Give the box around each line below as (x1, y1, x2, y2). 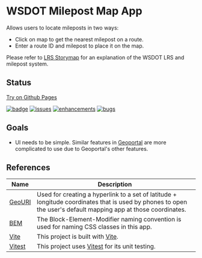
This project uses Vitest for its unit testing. (37, 242, 156, 251)
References (6, 162, 50, 173)
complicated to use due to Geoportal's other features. (14, 145, 148, 152)
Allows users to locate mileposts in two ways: (6, 24, 119, 31)
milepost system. (6, 60, 49, 67)
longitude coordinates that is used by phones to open (37, 198, 188, 206)
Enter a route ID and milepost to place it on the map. (14, 42, 144, 49)
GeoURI (9, 198, 31, 206)
